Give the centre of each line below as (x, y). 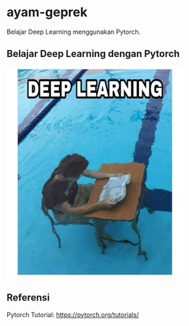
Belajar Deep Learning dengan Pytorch (93, 54)
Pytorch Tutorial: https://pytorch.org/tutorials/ (73, 315)
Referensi (28, 297)
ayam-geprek (47, 12)
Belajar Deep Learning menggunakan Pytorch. (74, 32)
